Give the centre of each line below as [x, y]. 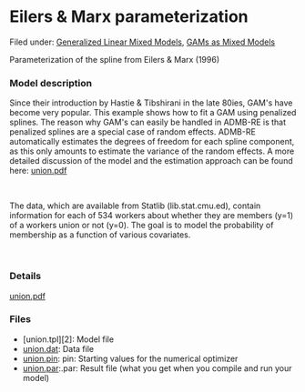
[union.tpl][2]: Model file [68, 339]
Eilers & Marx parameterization [129, 17]
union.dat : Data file [58, 348]
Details [25, 276]
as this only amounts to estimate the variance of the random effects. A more [152, 151]
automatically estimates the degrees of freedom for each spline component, [152, 142]
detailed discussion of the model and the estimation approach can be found [151, 161]
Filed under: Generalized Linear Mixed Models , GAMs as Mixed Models [142, 42]
